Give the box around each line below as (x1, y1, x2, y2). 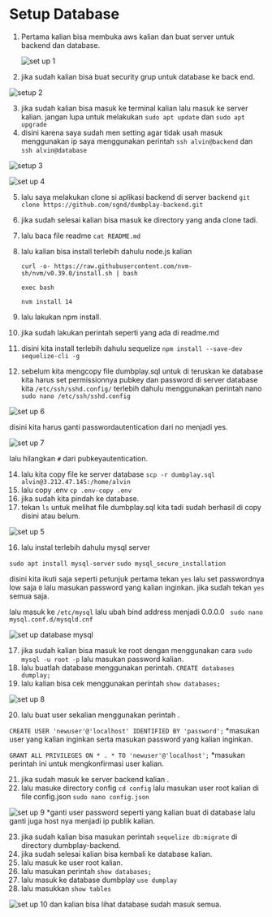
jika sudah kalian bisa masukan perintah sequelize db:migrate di (20, 832, 238, 841)
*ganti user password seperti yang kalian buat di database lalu (46, 807, 256, 817)
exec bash (20, 283, 55, 292)
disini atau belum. (20, 511, 80, 521)
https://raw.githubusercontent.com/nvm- (54, 262, 193, 270)
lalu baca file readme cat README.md (20, 231, 141, 240)
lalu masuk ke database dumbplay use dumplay (20, 875, 178, 885)
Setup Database (9, 5, 120, 24)
